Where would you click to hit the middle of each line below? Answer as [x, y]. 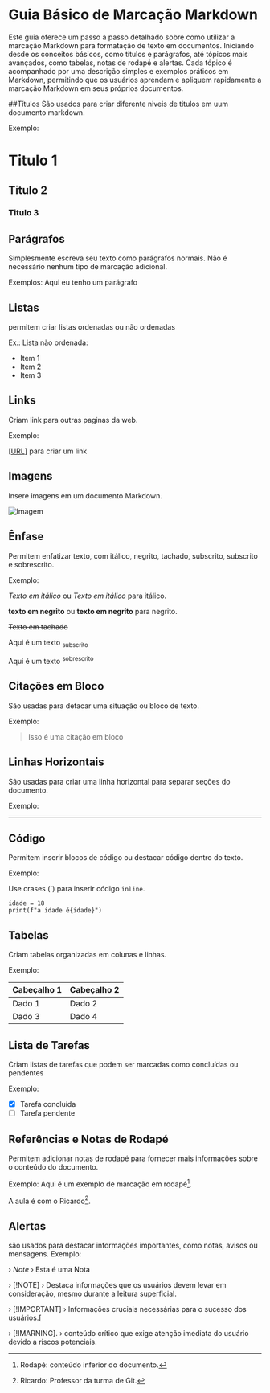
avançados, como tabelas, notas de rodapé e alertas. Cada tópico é [121, 63]
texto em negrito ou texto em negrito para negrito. [93, 611]
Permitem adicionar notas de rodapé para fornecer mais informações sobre [133, 1158]
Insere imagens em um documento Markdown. [85, 495]
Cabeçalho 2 [94, 990]
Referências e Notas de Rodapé [88, 1139]
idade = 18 [27, 903]
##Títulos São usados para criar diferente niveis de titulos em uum [119, 104]
